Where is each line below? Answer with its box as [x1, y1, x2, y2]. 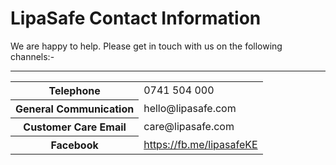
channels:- [10, 50, 55, 62]
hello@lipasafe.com [143, 101, 237, 115]
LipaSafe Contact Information [10, 7, 262, 30]
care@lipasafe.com [143, 119, 235, 133]
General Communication [15, 102, 135, 116]
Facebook [50, 138, 99, 152]
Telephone [48, 83, 101, 97]
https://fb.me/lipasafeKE [143, 137, 258, 151]
